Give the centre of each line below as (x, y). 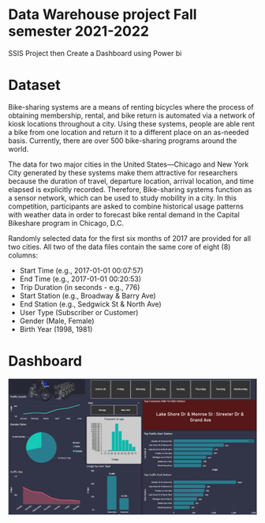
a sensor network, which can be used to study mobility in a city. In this (123, 198)
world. (19, 149)
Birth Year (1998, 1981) (56, 329)
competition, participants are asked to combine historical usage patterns (126, 206)
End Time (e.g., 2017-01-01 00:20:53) (80, 279)
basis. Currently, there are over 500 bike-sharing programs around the (123, 141)
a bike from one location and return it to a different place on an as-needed (129, 132)
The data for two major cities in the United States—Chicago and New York (129, 164)
